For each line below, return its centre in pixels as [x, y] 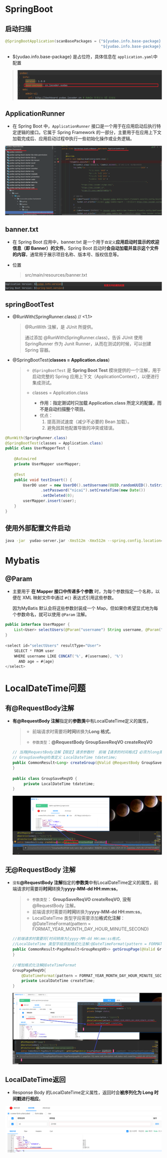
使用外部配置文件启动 [38, 528]
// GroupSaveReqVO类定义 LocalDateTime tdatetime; [65, 758]
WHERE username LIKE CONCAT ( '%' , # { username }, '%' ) [69, 656]
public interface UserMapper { [38, 625]
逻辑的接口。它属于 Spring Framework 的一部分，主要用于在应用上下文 [89, 133]
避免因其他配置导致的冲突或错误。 [82, 428]
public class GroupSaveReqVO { [45, 778]
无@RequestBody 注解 [41, 870]
